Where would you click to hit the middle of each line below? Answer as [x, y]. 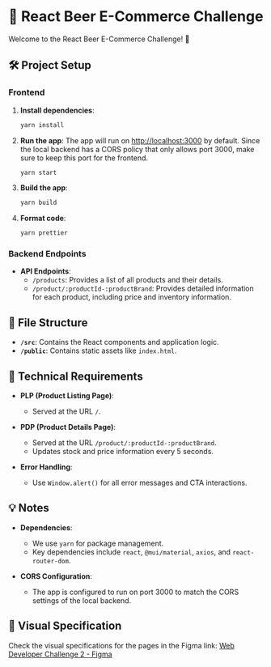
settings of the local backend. [82, 600]
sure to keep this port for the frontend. [84, 158]
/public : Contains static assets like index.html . [98, 350]
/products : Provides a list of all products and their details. [128, 280]
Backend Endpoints [47, 254]
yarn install [42, 125]
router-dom [51, 561]
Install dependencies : [57, 110]
